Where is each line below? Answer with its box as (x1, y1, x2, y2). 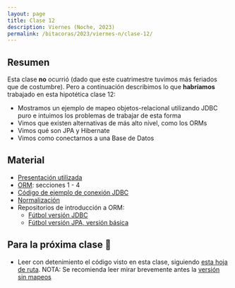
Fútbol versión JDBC (28, 210, 88, 219)
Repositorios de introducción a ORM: (17, 203, 125, 212)
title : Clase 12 (7, 17, 55, 24)
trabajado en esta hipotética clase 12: (7, 90, 116, 99)
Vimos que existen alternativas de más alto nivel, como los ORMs (17, 119, 207, 127)
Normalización (17, 195, 60, 204)
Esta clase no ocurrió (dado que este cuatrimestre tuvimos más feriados (7, 75, 217, 83)
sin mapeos (17, 272, 52, 281)
